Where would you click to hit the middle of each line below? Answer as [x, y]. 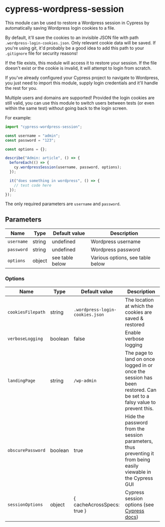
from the [135, 429]
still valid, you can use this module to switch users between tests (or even [80, 103]
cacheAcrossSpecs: [96, 504]
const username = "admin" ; [33, 136]
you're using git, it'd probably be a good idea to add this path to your [75, 48]
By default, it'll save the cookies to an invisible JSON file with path [72, 38]
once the [135, 371]
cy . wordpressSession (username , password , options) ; [68, 167]
